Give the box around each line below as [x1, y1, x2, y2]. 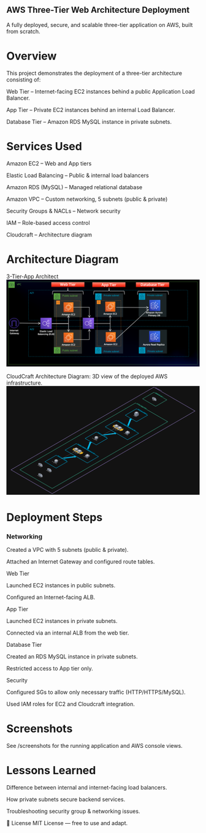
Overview [6, 49, 57, 63]
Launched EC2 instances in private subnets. [6, 617, 118, 624]
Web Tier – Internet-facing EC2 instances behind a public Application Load [6, 88, 195, 95]
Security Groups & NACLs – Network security [6, 207, 121, 214]
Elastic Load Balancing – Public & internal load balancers [6, 171, 149, 179]
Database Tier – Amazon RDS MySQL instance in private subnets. [6, 118, 172, 125]
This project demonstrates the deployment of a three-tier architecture [6, 69, 183, 77]
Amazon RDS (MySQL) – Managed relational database [6, 183, 143, 190]
